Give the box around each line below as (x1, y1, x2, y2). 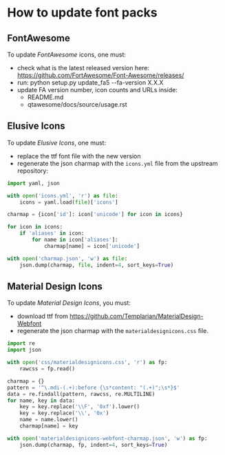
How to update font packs (7, 5, 158, 21)
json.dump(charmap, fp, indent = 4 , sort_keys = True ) (19, 441, 168, 448)
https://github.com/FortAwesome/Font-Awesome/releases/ (17, 71, 184, 79)
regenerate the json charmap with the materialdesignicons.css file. (17, 327, 208, 335)
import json (7, 346, 41, 354)
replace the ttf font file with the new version (17, 151, 141, 160)
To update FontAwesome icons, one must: (7, 50, 126, 59)
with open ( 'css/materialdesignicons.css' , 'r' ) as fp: (7, 359, 168, 366)
